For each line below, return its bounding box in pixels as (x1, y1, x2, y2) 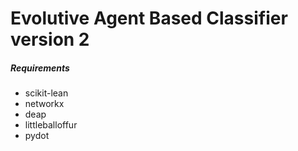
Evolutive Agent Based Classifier (10, 7, 288, 30)
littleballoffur (24, 119, 78, 131)
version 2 (10, 28, 90, 51)
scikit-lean (24, 87, 69, 99)
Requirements (10, 62, 70, 74)
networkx (24, 98, 65, 110)
